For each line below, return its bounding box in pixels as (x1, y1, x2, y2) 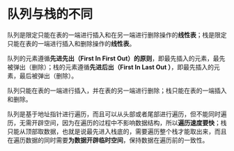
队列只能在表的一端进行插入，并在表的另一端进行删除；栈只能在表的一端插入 (7, 86, 227, 95)
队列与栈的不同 (7, 6, 93, 22)
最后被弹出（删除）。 (19, 71, 78, 80)
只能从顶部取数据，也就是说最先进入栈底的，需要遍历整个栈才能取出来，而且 (7, 127, 227, 136)
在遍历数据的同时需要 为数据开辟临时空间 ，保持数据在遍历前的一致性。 (7, 136, 209, 144)
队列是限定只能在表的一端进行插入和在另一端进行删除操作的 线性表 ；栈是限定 (7, 31, 227, 39)
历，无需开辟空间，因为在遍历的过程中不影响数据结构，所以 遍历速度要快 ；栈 (7, 118, 227, 127)
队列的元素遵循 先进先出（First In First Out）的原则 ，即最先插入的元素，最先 (7, 54, 226, 63)
